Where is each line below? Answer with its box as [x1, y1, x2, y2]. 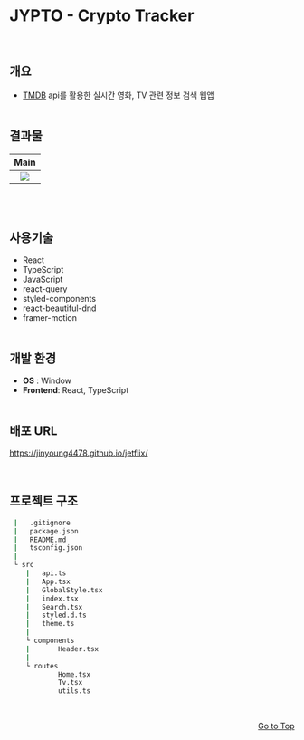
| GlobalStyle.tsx [25, 585, 103, 594]
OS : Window [22, 375, 72, 386]
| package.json [13, 526, 79, 535]
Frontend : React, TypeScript [22, 385, 129, 396]
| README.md [13, 535, 67, 544]
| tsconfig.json [13, 543, 83, 553]
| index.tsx [25, 594, 79, 603]
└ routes [25, 661, 59, 670]
